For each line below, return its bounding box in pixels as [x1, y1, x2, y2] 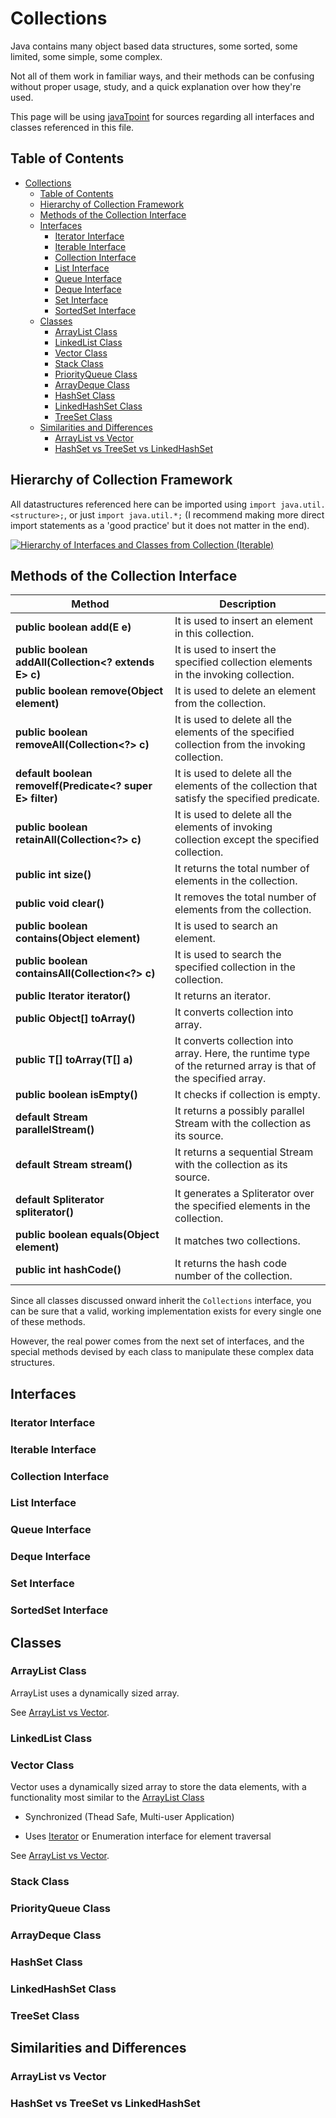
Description [219, 597, 277, 611]
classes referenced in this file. [10, 121, 135, 133]
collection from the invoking [174, 738, 306, 752]
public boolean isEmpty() [15, 1088, 138, 1102]
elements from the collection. [174, 903, 312, 917]
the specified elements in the [174, 1199, 311, 1213]
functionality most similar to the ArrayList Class [10, 1792, 205, 1804]
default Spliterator [15, 1193, 105, 1207]
